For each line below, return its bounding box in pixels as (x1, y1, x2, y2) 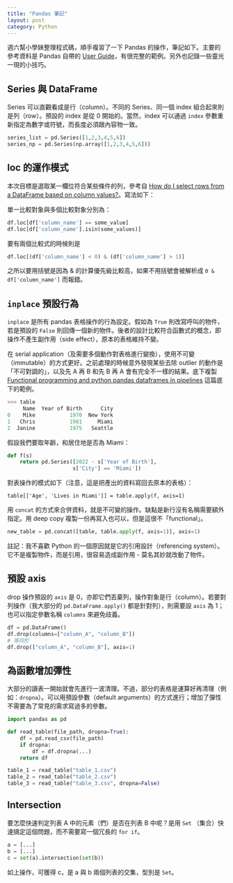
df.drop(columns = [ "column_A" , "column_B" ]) (7, 630, 136, 637)
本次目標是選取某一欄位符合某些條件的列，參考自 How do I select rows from (7, 181, 225, 190)
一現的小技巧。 (7, 61, 50, 69)
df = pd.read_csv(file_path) (19, 734, 104, 742)
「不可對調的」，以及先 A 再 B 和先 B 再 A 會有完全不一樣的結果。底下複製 (7, 367, 218, 376)
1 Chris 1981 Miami (7, 418, 113, 425)
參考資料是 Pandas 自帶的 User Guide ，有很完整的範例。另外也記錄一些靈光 (7, 52, 225, 60)
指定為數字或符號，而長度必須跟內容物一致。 (13, 120, 141, 129)
